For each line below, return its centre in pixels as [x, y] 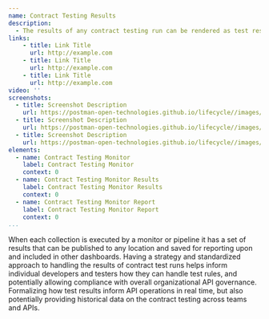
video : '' [25, 90]
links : [19, 38]
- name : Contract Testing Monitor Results [87, 180]
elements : [25, 150]
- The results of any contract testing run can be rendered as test [132, 30]
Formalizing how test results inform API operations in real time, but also [126, 291]
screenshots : [30, 98]
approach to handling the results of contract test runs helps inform [118, 265]
